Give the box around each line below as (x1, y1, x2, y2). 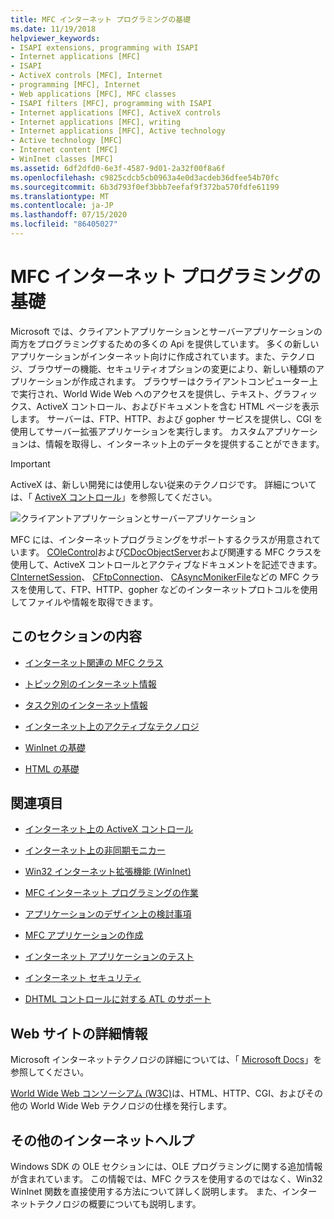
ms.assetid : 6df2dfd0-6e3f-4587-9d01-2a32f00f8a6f (10, 163, 226, 173)
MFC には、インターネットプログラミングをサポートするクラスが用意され (10, 533, 313, 545)
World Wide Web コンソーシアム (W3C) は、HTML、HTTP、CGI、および (10, 1087, 306, 1100)
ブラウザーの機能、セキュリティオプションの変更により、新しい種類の (27, 362, 316, 375)
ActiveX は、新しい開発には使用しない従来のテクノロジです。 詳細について (10, 478, 317, 490)
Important (10, 457, 51, 470)
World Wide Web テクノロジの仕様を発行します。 (29, 1100, 233, 1112)
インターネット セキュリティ (24, 972, 142, 984)
